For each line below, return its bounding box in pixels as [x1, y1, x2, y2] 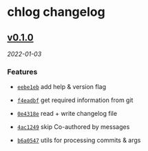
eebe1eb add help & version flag [17, 83, 107, 91]
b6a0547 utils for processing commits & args [17, 136, 141, 145]
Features [7, 67, 38, 77]
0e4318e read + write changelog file [17, 110, 118, 118]
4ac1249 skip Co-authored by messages [17, 123, 130, 131]
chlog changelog [7, 4, 105, 20]
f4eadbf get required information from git [17, 96, 134, 104]
